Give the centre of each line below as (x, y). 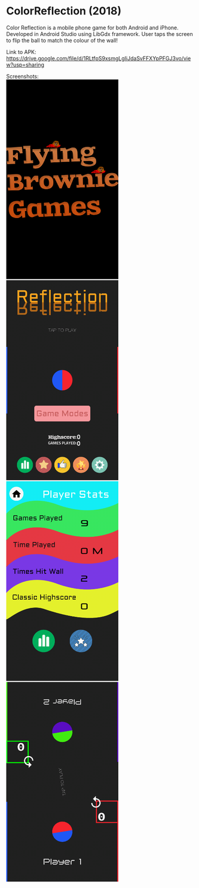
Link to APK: (22, 52)
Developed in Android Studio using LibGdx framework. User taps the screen (99, 34)
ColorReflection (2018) (64, 11)
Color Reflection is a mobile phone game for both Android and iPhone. (93, 28)
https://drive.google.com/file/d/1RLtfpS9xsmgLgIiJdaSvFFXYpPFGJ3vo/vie (99, 58)
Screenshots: (22, 76)
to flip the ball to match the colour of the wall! (62, 40)
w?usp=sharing (25, 65)
